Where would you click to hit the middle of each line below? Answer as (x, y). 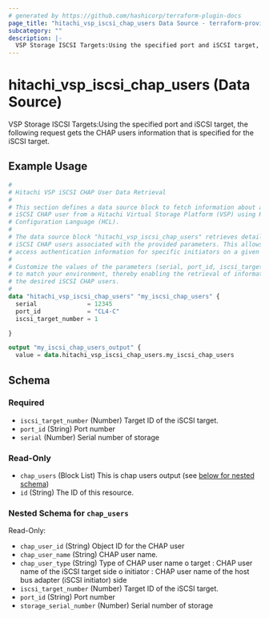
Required (26, 403)
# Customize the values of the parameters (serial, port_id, (112, 267)
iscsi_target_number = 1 (57, 319)
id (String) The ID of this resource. (77, 492)
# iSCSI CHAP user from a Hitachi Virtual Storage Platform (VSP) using (132, 215)
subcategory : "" (35, 30)
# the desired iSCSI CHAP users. (64, 282)
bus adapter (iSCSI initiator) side (73, 580)
